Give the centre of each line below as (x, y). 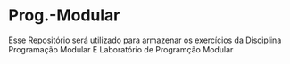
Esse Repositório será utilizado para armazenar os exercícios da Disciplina (145, 40)
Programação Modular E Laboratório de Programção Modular (121, 49)
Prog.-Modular (64, 16)
